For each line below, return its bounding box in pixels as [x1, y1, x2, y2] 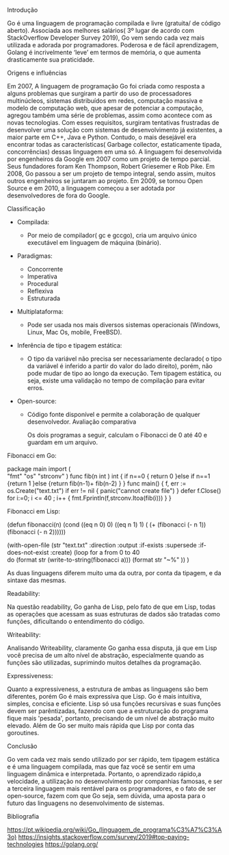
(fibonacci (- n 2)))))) [7, 528, 66, 535]
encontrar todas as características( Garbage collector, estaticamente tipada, [7, 141, 222, 148]
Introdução [7, 6, 38, 14]
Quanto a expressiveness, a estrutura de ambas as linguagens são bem [7, 685, 208, 693]
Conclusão [7, 742, 38, 750]
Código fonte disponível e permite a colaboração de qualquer [27, 411, 200, 418]
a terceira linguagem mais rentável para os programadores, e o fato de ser [7, 784, 217, 793]
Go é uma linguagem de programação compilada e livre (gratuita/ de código [7, 19, 221, 27]
